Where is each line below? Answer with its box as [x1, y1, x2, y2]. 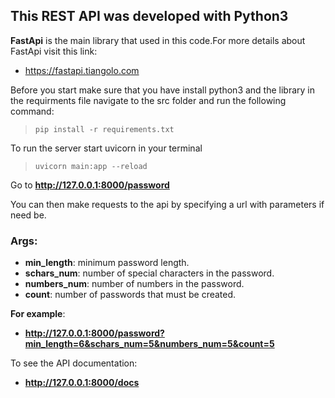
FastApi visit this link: [10, 45, 98, 57]
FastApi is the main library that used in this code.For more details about [10, 34, 306, 46]
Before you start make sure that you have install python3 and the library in [10, 84, 316, 96]
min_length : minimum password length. [24, 257, 190, 269]
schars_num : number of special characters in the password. [24, 267, 275, 279]
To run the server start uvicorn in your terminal [10, 142, 203, 154]
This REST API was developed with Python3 [10, 8, 289, 25]
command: [10, 105, 55, 117]
